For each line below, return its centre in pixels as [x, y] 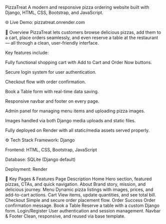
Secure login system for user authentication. [51, 72]
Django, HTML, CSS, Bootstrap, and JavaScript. [54, 13]
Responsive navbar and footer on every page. [52, 101]
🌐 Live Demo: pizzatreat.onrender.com [45, 22]
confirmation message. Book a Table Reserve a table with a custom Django [82, 205]
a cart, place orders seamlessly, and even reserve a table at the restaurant [82, 38]
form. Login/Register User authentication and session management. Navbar [83, 211]
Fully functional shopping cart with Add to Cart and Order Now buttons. [79, 62]
